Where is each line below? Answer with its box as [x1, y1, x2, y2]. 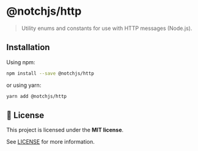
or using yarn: [6, 81, 42, 89]
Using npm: [6, 58, 35, 65]
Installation [6, 42, 50, 53]
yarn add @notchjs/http [6, 93, 67, 99]
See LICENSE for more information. [6, 138, 95, 145]
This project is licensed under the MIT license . [6, 127, 124, 134]
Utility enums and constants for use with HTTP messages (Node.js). [21, 24, 193, 32]
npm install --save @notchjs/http [6, 70, 95, 76]
